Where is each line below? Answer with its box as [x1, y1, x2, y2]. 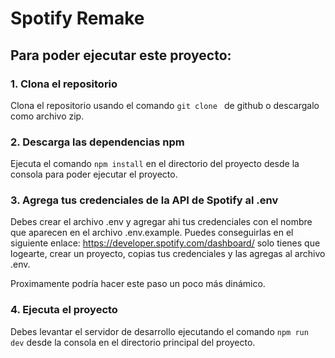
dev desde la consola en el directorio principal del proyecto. [10, 336, 256, 348]
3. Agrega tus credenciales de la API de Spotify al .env [10, 193, 279, 207]
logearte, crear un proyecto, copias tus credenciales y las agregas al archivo [10, 248, 326, 260]
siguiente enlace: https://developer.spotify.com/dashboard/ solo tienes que [10, 237, 321, 249]
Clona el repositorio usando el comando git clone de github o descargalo [10, 99, 320, 111]
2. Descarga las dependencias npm [10, 135, 185, 149]
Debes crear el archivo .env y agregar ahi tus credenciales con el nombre [10, 216, 313, 228]
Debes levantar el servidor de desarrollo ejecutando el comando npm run [10, 325, 309, 337]
